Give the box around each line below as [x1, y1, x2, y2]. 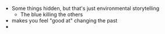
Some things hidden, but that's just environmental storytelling [11, 5, 160, 12]
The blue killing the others [20, 11, 83, 18]
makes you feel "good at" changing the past [11, 17, 118, 24]
